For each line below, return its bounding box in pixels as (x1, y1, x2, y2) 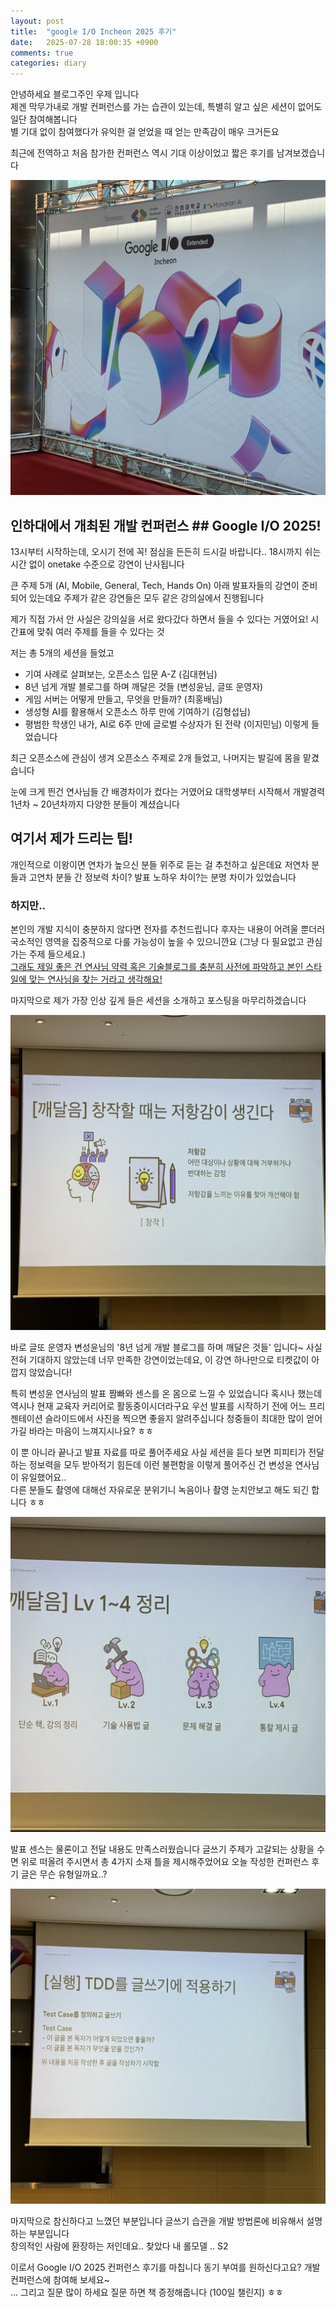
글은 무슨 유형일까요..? (20, 1868, 108, 1880)
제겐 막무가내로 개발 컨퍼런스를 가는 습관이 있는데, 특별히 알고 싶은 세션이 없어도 (10, 101, 323, 113)
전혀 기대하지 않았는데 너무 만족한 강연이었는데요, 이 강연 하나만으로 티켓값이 (10, 1354, 310, 1366)
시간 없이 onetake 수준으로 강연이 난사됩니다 (10, 558, 185, 570)
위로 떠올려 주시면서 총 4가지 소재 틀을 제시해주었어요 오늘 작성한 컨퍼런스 (20, 1856, 310, 1868)
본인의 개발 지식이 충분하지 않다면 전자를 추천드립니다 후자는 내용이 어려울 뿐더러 (10, 923, 326, 935)
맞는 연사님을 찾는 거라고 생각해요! (28, 973, 163, 985)
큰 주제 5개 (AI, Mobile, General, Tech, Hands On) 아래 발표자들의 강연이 (10, 579, 300, 591)
